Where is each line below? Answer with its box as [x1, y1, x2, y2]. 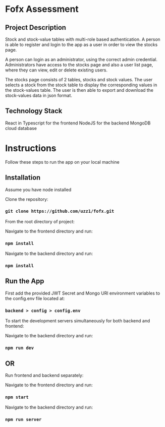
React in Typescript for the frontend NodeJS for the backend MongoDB [5, 120, 151, 126]
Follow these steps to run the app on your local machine [5, 159, 120, 165]
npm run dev [5, 345, 34, 351]
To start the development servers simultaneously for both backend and [5, 318, 150, 324]
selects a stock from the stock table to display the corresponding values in [5, 82, 158, 88]
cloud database [5, 125, 37, 131]
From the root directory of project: [5, 218, 75, 224]
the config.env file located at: [5, 295, 65, 301]
